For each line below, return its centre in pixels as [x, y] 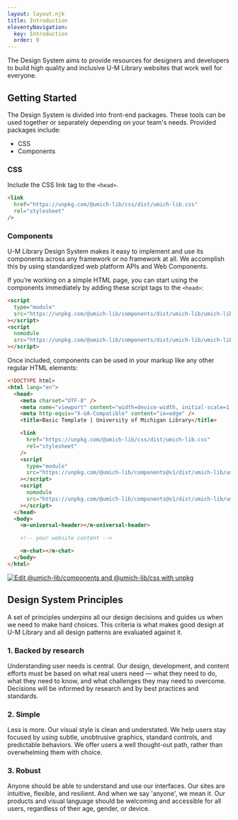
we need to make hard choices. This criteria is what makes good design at [116, 624]
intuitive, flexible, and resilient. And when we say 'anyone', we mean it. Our [116, 794]
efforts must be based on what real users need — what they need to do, [112, 673]
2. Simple [24, 714]
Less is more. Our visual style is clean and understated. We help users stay [117, 730]
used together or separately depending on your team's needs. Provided [112, 122]
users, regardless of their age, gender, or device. [79, 809]
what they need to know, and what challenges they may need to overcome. [117, 680]
